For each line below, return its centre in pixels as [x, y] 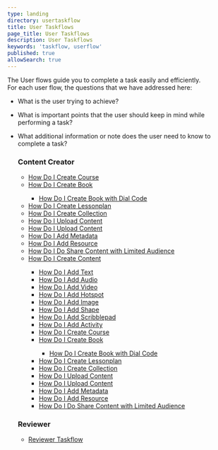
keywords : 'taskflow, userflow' [55, 47]
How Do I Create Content [64, 259]
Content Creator [46, 162]
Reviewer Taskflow [55, 439]
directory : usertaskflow [44, 20]
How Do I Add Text [66, 272]
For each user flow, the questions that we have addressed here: [100, 87]
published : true [31, 54]
